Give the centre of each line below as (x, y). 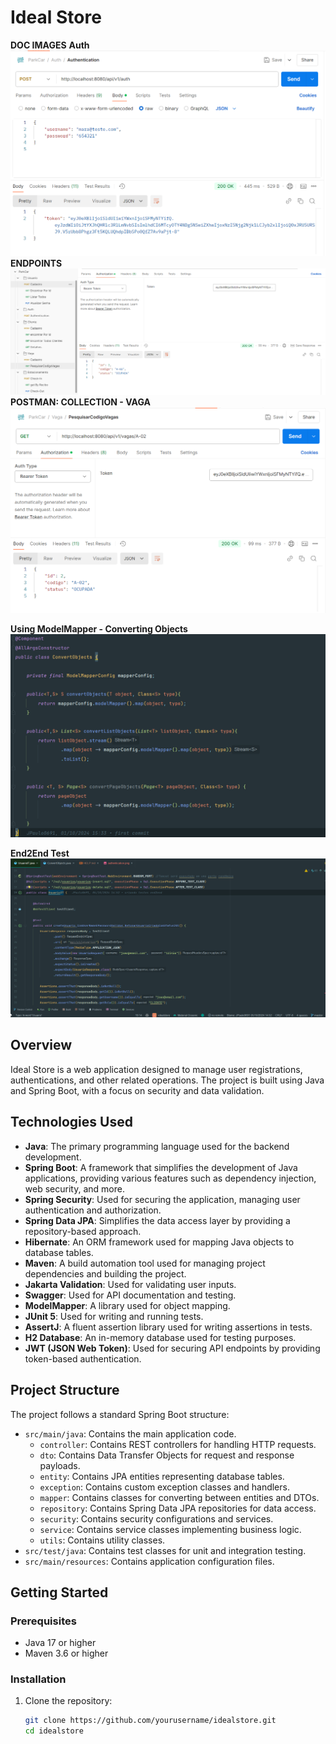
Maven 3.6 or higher (66, 1653)
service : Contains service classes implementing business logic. (170, 1529)
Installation (38, 1679)
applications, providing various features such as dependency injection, (170, 1178)
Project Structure (65, 1390)
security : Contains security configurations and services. (156, 1518)
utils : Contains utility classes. (102, 1540)
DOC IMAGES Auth (50, 45)
